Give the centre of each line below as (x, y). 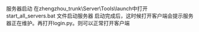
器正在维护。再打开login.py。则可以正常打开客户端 (68, 23)
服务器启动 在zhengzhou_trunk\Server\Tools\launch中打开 (77, 8)
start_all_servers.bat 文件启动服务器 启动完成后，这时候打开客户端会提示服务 (100, 16)
